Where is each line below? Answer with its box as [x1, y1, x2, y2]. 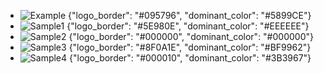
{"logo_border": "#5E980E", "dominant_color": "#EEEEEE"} [66, 20, 310, 32]
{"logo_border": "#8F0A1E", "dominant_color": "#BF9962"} [68, 41, 312, 53]
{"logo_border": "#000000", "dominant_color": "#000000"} [68, 31, 314, 42]
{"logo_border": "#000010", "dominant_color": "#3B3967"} [69, 52, 312, 64]
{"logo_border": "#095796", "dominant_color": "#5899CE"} [68, 10, 312, 21]
